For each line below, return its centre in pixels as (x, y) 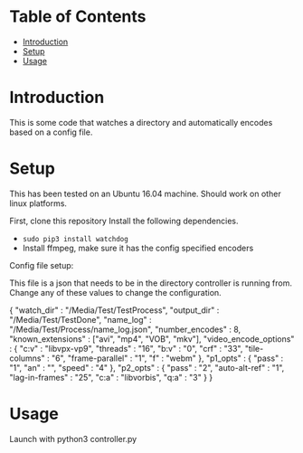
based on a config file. (51, 132)
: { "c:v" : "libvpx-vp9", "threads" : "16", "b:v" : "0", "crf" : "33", (126, 348)
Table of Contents (78, 17)
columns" (27, 358)
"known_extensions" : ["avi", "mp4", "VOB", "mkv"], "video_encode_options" (152, 339)
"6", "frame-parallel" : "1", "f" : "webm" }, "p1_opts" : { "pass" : (167, 358)
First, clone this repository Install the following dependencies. (124, 221)
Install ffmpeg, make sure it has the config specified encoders (138, 248)
